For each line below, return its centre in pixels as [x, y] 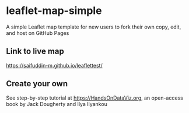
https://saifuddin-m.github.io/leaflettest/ [55, 65]
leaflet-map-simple [54, 11]
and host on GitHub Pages [38, 33]
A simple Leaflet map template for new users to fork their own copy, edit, [94, 27]
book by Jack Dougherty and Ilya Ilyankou [57, 104]
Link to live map [35, 52]
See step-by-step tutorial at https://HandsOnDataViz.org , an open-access [95, 98]
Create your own [37, 84]
